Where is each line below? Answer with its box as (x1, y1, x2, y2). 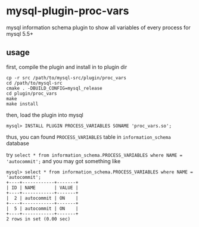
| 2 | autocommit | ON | (6, 195, 79, 201)
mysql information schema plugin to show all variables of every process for (6, 24, 191, 31)
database (6, 139, 30, 147)
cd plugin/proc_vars (6, 91, 58, 97)
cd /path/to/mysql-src (6, 80, 63, 86)
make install (6, 101, 39, 107)
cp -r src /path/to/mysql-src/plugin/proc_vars (6, 74, 127, 81)
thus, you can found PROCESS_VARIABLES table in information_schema (6, 133, 171, 141)
